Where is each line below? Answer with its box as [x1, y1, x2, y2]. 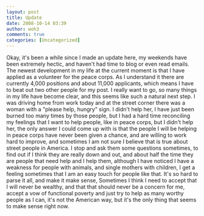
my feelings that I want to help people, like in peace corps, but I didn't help [6, 119, 194, 125]
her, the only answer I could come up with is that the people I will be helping [6, 125, 197, 132]
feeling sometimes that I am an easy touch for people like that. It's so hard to [6, 170, 199, 177]
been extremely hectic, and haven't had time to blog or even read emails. [6, 60, 190, 68]
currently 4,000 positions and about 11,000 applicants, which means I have [6, 80, 194, 87]
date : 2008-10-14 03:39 [6, 20, 67, 26]
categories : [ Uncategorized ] [6, 37, 80, 43]
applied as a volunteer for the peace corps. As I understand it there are [6, 74, 185, 80]
